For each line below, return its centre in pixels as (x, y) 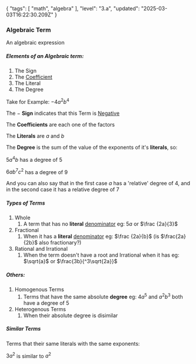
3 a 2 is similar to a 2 (29, 355)
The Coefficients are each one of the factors (61, 124)
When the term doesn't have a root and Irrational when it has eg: (101, 255)
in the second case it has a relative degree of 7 (63, 189)
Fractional (27, 230)
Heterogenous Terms (40, 309)
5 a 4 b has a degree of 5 (34, 159)
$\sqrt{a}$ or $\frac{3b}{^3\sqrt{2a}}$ (70, 261)
